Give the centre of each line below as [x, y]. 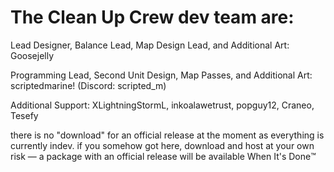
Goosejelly [32, 55]
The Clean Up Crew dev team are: [152, 17]
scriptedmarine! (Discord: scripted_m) [88, 85]
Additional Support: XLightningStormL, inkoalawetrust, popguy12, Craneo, [162, 105]
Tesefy [24, 115]
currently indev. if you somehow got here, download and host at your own [162, 145]
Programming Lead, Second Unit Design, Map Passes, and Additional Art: [161, 75]
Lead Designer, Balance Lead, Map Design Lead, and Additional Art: [150, 45]
